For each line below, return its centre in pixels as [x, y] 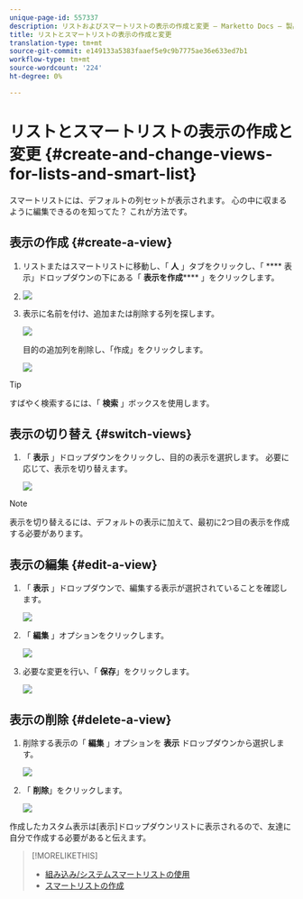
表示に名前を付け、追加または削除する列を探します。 [120, 313]
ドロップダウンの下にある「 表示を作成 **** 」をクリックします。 [159, 277]
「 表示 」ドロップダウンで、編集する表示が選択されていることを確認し [155, 588]
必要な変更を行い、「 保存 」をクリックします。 [108, 672]
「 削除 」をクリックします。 [75, 790]
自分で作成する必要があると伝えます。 [80, 837]
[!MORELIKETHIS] [64, 855]
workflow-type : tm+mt [50, 60]
